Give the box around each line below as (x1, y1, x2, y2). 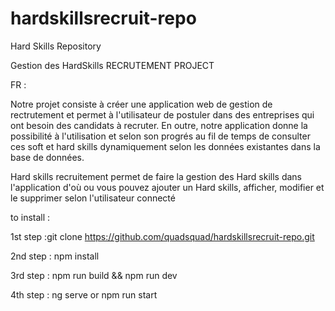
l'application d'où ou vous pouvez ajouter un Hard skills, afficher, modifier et (10, 181, 325, 193)
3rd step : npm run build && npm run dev (10, 269, 178, 281)
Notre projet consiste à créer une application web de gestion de (10, 98, 273, 110)
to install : (10, 211, 51, 223)
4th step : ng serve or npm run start (10, 288, 158, 301)
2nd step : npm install (10, 250, 100, 262)
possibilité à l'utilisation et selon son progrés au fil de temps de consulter (10, 130, 311, 142)
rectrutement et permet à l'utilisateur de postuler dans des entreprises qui (10, 108, 315, 121)
